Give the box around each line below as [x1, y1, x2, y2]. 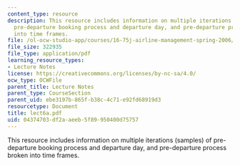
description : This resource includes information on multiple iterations [7, 17, 232, 24]
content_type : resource [7, 10, 79, 18]
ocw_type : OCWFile [7, 76, 62, 84]
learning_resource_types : [7, 57, 84, 64]
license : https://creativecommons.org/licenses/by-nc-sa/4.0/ [7, 70, 196, 77]
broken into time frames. [7, 151, 80, 159]
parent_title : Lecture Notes [7, 83, 94, 90]
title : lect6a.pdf [7, 110, 62, 117]
